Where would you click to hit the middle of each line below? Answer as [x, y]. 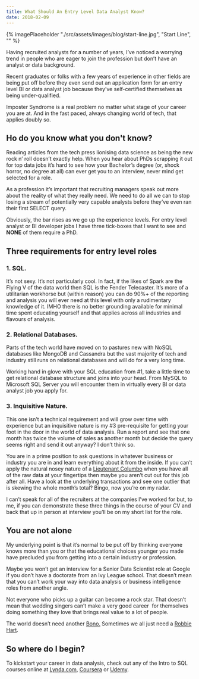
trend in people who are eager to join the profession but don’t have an [91, 58]
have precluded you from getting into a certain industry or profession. [91, 557]
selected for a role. [29, 178]
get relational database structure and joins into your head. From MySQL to [97, 378]
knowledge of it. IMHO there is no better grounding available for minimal [94, 306]
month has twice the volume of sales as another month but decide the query [99, 438]
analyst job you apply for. [37, 391]
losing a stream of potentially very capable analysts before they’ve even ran [99, 202]
